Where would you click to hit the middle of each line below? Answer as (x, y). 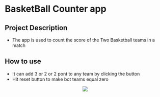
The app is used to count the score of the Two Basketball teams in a (83, 40)
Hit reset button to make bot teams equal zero (60, 79)
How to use (23, 62)
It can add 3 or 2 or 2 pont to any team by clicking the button (76, 74)
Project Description (36, 28)
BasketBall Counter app (56, 9)
